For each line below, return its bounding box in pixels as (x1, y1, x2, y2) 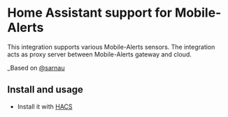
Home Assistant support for (7, 5, 173, 21)
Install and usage (7, 84, 84, 95)
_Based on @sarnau (7, 63, 65, 72)
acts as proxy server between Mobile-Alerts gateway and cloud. (7, 50, 192, 58)
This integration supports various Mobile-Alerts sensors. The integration (7, 42, 215, 51)
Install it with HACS (17, 102, 73, 111)
